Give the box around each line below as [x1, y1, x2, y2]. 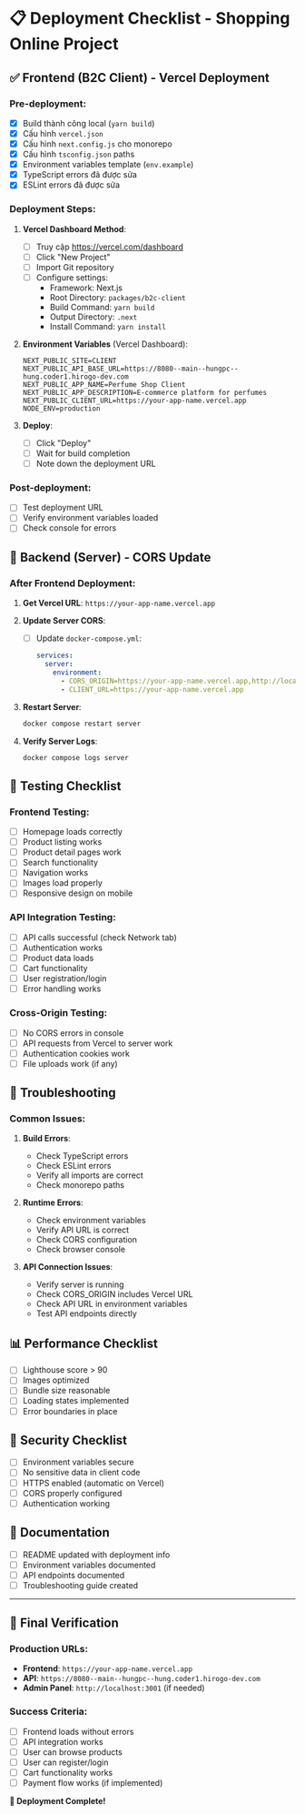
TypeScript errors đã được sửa [22, 169, 138, 180]
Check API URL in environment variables [35, 1299, 188, 1310]
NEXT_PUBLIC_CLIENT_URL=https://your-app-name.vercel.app [22, 396, 247, 405]
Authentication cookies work [22, 1048, 130, 1059]
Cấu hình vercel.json [22, 127, 103, 138]
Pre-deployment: [9, 97, 86, 110]
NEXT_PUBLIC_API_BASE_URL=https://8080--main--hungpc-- [22, 364, 239, 373]
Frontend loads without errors [22, 1726, 134, 1737]
